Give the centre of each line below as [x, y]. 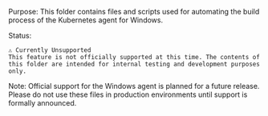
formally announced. [43, 103]
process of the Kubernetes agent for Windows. [85, 20]
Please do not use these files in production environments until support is [128, 94]
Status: [20, 36]
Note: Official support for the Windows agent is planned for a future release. [134, 86]
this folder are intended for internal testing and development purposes [134, 64]
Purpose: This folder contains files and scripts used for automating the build [134, 12]
